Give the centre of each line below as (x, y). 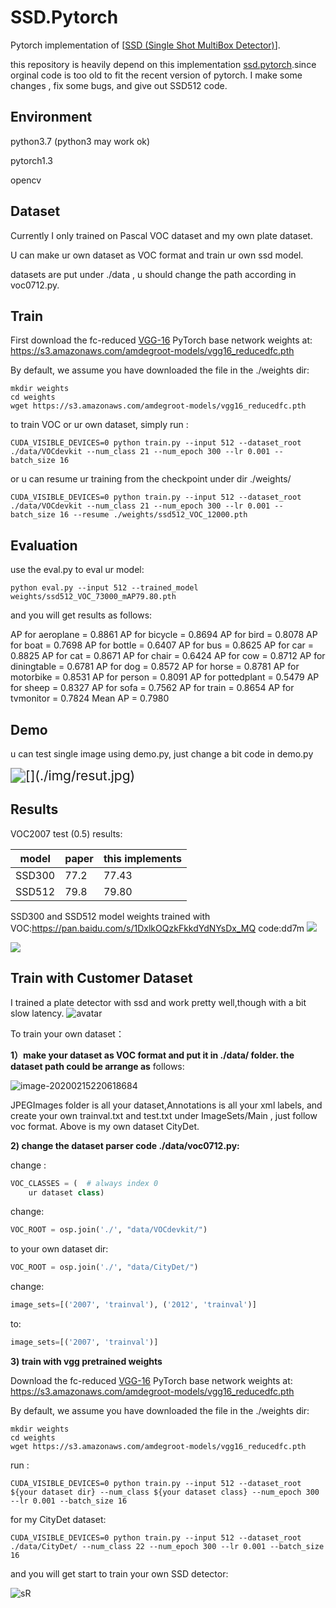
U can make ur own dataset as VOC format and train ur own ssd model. (157, 255)
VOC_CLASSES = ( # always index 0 (84, 1183)
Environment (51, 117)
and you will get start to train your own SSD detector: (119, 1573)
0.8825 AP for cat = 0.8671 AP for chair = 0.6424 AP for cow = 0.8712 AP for (168, 656)
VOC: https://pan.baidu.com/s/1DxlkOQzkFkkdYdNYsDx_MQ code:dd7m (157, 928)
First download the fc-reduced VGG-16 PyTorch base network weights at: (161, 340)
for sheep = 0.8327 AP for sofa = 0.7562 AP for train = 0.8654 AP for (152, 688)
